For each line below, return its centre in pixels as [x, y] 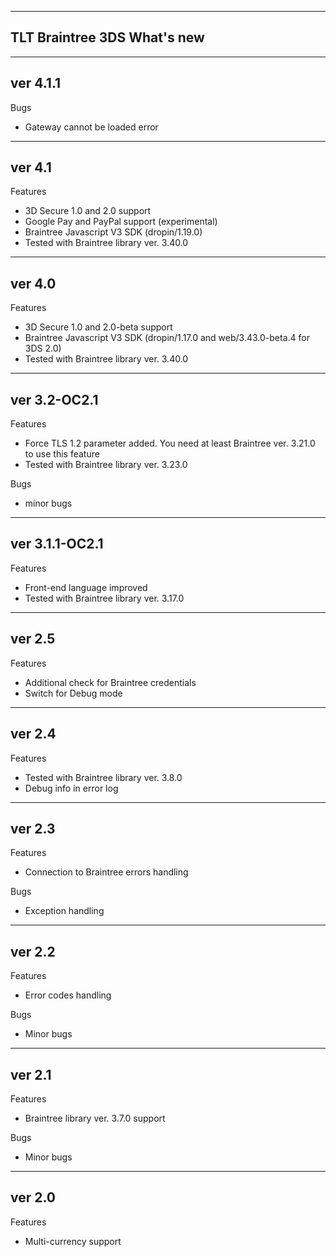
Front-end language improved [86, 587]
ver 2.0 [33, 1197]
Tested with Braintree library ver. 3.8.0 [103, 777]
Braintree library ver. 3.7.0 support [95, 1118]
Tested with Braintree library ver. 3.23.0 [106, 465]
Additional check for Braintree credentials [110, 682]
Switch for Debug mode [73, 693]
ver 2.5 [33, 639]
